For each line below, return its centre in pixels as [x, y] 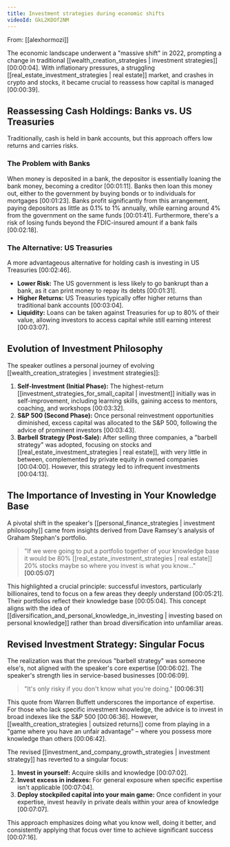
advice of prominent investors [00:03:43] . [76, 430]
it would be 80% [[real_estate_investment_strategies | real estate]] [118, 558]
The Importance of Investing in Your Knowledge [112, 495]
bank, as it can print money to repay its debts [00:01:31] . [97, 291]
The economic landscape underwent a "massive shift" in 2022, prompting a [114, 53]
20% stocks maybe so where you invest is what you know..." [110, 565]
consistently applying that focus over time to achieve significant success [110, 830]
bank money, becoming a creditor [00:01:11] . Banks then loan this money [110, 186]
